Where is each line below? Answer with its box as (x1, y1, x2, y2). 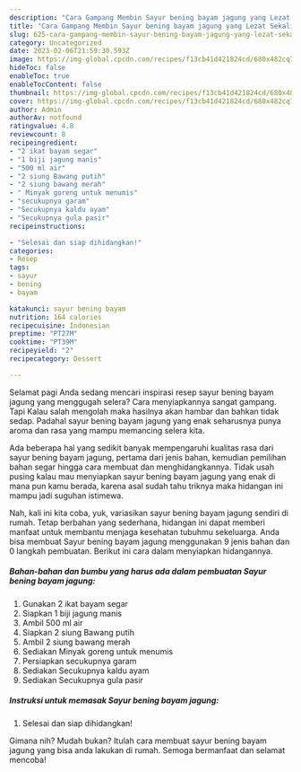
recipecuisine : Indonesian (9, 320, 110, 330)
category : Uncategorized (9, 38, 102, 48)
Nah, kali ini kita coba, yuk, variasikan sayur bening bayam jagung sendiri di (9, 507, 289, 518)
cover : (9, 96, 34, 106)
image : (9, 55, 34, 64)
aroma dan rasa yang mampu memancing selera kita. (9, 425, 205, 435)
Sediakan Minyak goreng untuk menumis (21, 645, 173, 656)
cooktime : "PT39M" (9, 338, 78, 347)
